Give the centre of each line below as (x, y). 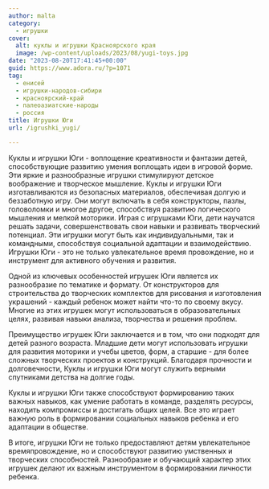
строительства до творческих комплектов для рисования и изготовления (135, 293)
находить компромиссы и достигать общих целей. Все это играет (122, 409)
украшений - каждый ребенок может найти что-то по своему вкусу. (126, 302)
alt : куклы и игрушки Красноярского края (86, 46)
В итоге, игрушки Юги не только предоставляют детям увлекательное (129, 442)
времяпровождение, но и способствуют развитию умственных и (120, 450)
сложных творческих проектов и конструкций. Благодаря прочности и (130, 360)
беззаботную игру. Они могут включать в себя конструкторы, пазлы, (127, 200)
